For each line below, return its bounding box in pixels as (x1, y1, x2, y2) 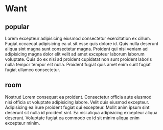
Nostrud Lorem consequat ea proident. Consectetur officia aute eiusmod (5, 94, 152, 100)
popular (5, 23, 29, 31)
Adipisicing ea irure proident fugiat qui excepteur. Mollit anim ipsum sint (5, 104, 150, 110)
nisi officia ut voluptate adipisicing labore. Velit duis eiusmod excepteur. (5, 99, 149, 105)
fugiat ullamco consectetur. (5, 67, 60, 73)
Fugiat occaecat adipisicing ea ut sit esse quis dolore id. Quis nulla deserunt (5, 41, 159, 47)
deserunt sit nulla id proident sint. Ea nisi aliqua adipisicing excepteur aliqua (5, 109, 158, 115)
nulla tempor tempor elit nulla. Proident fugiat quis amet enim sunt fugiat (5, 62, 151, 67)
